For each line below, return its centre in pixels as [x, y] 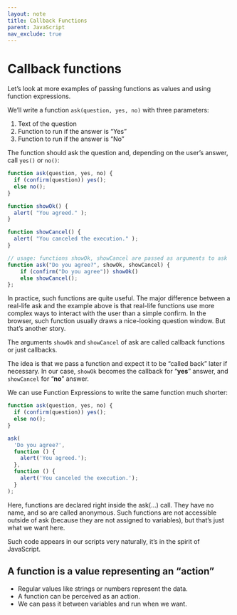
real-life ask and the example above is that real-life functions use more [111, 306]
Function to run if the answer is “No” [71, 139]
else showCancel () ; [49, 278]
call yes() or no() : [33, 160]
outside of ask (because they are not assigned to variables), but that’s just [116, 520]
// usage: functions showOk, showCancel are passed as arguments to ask [117, 258]
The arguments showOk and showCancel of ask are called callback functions [116, 342]
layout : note [27, 14]
